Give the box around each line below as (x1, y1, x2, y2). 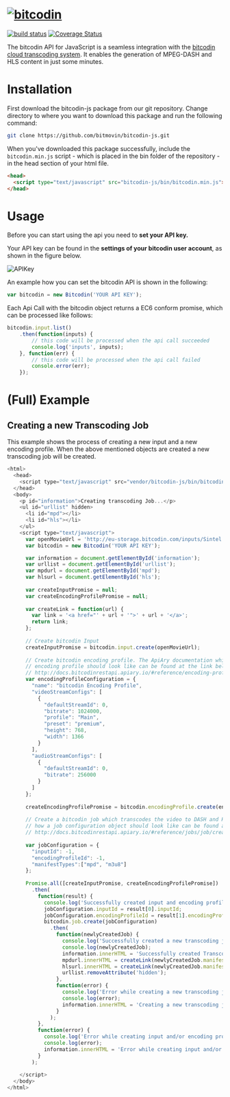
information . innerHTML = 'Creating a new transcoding (62, 1001, 219, 1008)
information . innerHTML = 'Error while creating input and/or (43, 1046, 222, 1053)
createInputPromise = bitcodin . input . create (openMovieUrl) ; (25, 644, 201, 651)
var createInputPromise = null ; (25, 586, 118, 593)
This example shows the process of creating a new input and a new (7, 438, 198, 446)
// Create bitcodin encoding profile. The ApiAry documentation (25, 656, 213, 664)
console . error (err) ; (31, 362, 90, 370)
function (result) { (37, 892, 94, 899)
